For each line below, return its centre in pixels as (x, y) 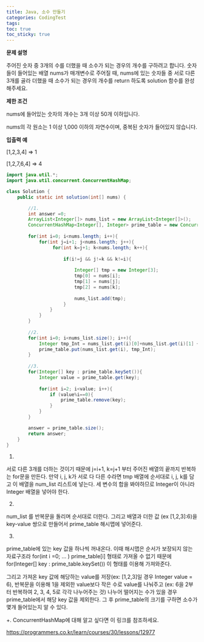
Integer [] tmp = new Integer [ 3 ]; (116, 270)
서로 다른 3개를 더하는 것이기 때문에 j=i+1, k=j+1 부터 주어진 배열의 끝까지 (93, 469)
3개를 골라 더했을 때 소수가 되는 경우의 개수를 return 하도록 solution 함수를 (95, 81)
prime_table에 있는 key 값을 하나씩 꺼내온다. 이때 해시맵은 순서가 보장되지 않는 (100, 549)
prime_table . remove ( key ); (93, 400)
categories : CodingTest (36, 18)
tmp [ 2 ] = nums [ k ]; (97, 287)
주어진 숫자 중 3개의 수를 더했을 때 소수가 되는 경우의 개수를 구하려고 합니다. (96, 66)
